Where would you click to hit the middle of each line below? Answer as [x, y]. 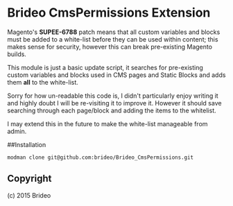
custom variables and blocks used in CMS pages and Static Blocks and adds [116, 75]
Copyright [29, 179]
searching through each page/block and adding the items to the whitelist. [112, 110]
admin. [17, 131]
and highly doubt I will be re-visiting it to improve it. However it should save [114, 103]
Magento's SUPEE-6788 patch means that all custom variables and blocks [114, 32]
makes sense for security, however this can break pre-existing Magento [110, 46]
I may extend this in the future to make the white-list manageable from [107, 123]
